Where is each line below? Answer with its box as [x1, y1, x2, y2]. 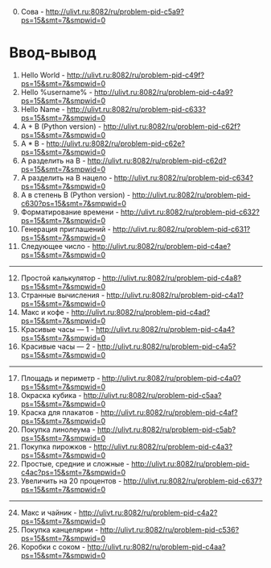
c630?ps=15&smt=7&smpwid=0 [20, 198, 127, 208]
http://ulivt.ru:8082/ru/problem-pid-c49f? [66, 70, 204, 80]
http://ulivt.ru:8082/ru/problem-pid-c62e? [46, 139, 186, 148]
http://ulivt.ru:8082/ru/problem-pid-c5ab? [96, 425, 236, 434]
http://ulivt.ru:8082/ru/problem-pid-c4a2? [78, 508, 218, 517]
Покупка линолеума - [20, 425, 96, 434]
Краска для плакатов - [20, 407, 100, 417]
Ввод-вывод [9, 44, 97, 62]
